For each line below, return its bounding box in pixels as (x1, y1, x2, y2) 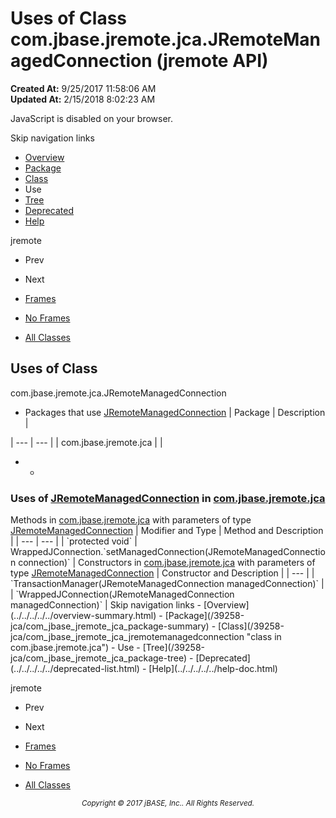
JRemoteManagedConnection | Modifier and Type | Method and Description (10, 525, 324, 537)
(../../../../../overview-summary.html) (10, 610, 157, 622)
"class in (246, 631, 282, 643)
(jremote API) (156, 50, 269, 72)
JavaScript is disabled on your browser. (10, 112, 174, 124)
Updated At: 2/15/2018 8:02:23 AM (10, 93, 156, 105)
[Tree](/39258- (142, 642, 205, 654)
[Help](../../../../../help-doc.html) (148, 663, 278, 675)
